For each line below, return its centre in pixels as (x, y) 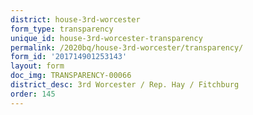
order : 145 (33, 94)
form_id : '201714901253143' (69, 57)
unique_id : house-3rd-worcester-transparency (106, 38)
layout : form (37, 66)
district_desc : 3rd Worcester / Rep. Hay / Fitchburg (125, 85)
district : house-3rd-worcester (75, 19)
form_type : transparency (62, 29)
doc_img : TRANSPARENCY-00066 (71, 76)
